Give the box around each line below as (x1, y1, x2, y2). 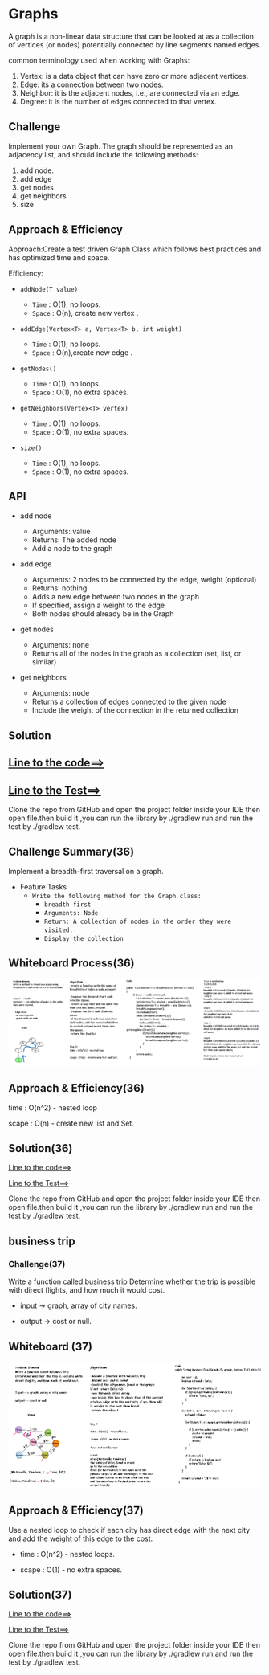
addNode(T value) (19, 285, 79, 293)
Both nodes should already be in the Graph (31, 609, 174, 619)
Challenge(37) (8, 1258, 66, 1269)
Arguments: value (31, 527, 91, 537)
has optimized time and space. (8, 252, 110, 262)
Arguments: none (31, 640, 90, 650)
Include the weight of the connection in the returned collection (31, 705, 239, 715)
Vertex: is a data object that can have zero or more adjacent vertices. (19, 71, 249, 80)
